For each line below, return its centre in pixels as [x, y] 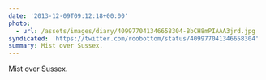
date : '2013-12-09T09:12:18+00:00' [69, 16]
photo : [19, 23]
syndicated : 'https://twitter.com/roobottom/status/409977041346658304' [134, 38]
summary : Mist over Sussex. [56, 46]
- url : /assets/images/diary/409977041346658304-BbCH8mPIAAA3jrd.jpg [135, 31]
